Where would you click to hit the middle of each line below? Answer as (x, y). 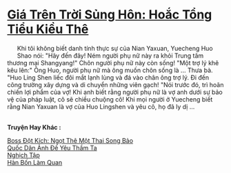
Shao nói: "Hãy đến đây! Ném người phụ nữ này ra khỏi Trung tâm (110, 56)
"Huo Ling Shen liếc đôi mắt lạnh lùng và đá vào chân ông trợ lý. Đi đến (108, 77)
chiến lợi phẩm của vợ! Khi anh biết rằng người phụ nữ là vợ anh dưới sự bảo (115, 92)
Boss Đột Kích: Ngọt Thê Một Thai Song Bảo (70, 140)
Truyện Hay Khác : (34, 127)
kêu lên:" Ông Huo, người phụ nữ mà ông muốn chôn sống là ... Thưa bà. (110, 70)
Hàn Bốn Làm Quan (35, 162)
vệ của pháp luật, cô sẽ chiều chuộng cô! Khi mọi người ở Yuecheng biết (110, 99)
